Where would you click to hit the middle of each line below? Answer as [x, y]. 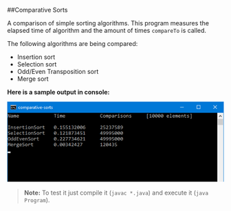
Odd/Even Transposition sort [58, 72]
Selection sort [37, 64]
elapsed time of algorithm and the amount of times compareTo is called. [107, 30]
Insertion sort [36, 57]
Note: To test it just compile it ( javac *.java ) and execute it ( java [116, 193]
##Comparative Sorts [37, 10]
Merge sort [33, 79]
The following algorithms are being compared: [73, 44]
